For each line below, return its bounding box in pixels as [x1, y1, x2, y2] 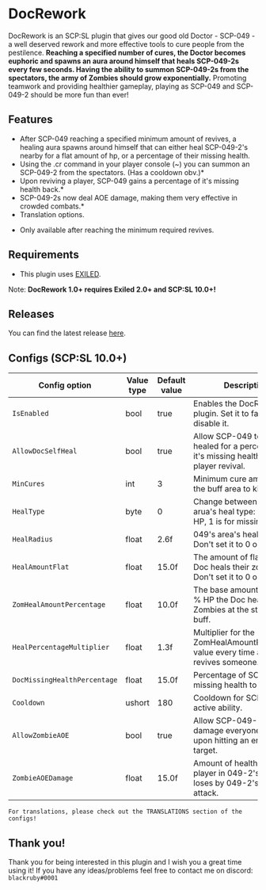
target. [193, 745, 218, 756]
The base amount [193, 584, 259, 595]
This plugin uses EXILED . [19, 269, 101, 278]
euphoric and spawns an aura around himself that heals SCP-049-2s [8, 56, 240, 66]
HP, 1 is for [193, 516, 235, 527]
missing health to [193, 679, 257, 690]
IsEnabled [12, 409, 49, 418]
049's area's [193, 529, 241, 540]
